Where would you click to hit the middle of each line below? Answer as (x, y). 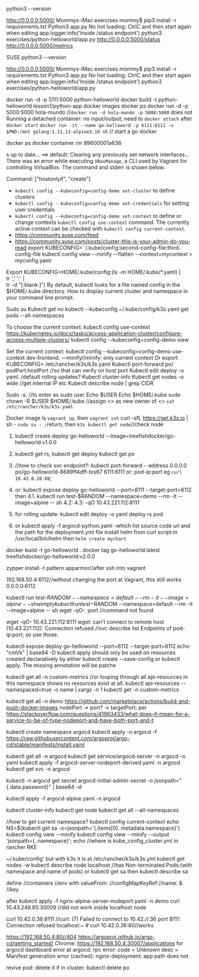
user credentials (35, 210)
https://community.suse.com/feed (56, 235)
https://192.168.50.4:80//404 (42, 937)
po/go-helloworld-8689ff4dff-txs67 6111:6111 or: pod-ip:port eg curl (98, 472)
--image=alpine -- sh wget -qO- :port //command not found (80, 610)
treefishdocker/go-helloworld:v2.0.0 (51, 556)
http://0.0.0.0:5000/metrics (40, 45)
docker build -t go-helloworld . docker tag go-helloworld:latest (83, 550)
